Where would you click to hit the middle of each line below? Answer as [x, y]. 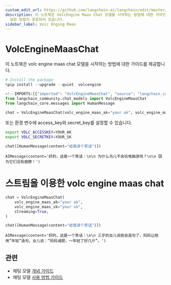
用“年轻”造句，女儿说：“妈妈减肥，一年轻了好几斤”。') [56, 241]
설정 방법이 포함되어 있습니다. [37, 19]
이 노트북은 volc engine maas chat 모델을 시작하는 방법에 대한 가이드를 [76, 64]
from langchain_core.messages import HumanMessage [60, 103]
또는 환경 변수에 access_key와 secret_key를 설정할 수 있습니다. [69, 123]
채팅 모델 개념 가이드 [33, 271]
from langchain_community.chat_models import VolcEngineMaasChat [76, 99]
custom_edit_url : [24, 10]
